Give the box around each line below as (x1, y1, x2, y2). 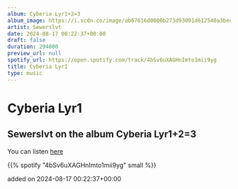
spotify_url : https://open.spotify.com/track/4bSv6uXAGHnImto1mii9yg (7, 57, 217, 64)
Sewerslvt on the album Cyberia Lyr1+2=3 (7, 128, 197, 140)
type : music (7, 69, 42, 76)
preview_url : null (7, 50, 62, 57)
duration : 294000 (7, 43, 59, 50)
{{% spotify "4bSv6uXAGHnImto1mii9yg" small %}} (7, 161, 157, 169)
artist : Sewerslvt (7, 23, 62, 30)
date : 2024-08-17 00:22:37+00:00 (7, 30, 106, 38)
